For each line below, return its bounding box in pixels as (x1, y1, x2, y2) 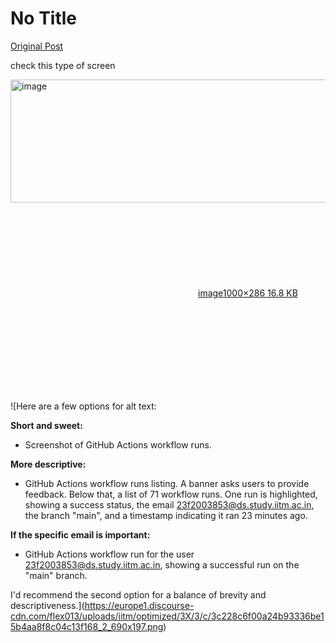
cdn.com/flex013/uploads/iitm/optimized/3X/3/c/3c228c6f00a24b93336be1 (10, 610, 325, 622)
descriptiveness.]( (10, 599, 85, 611)
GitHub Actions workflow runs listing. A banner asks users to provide (24, 477, 310, 489)
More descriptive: (10, 458, 87, 470)
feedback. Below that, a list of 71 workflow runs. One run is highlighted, (24, 488, 318, 500)
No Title (10, 7, 78, 30)
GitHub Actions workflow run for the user (24, 548, 195, 560)
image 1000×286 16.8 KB (198, 287, 298, 299)
